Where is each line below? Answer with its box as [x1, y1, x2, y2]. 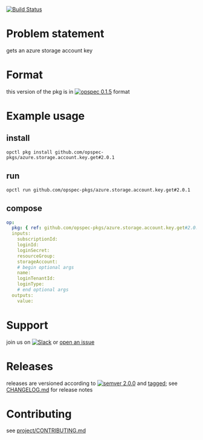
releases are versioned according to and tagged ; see [6, 380, 178, 387]
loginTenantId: [17, 276, 56, 282]
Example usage [6, 109, 85, 123]
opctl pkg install [6, 149, 53, 155]
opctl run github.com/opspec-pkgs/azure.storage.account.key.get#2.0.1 [6, 187, 190, 193]
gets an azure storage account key [6, 47, 93, 54]
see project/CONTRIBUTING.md [6, 427, 86, 435]
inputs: [11, 230, 31, 237]
